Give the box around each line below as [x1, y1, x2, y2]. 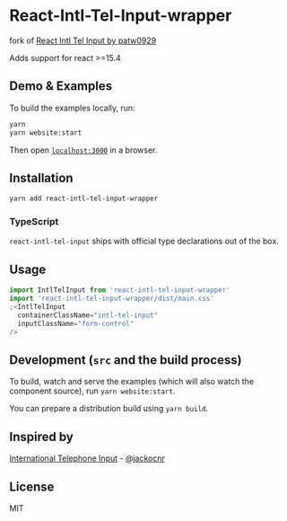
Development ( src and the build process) [9, 352, 242, 367]
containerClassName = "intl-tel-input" [17, 311, 159, 320]
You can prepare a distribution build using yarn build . [9, 403, 209, 414]
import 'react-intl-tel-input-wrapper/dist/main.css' [9, 294, 215, 304]
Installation [9, 170, 74, 185]
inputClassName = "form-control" [17, 319, 135, 328]
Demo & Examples [9, 78, 113, 94]
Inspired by [9, 428, 74, 445]
